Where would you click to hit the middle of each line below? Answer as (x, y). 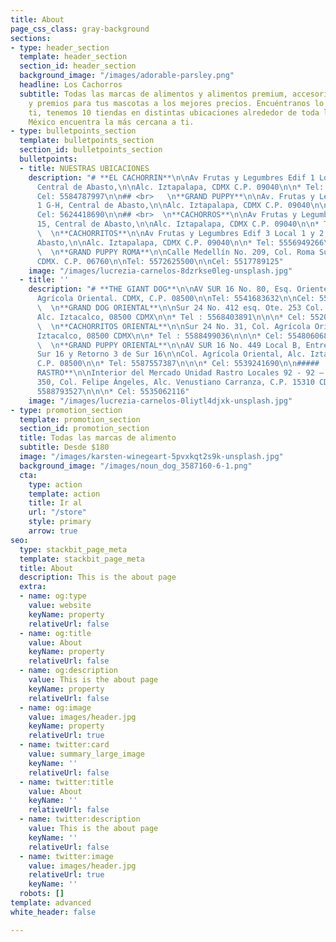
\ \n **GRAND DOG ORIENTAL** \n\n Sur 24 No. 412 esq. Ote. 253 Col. (180, 308)
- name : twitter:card (64, 745)
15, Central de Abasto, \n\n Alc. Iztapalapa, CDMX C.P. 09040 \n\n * (178, 224)
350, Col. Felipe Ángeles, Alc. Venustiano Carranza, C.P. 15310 (175, 382)
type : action (55, 484)
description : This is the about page (98, 577)
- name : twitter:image (66, 856)
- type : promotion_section (66, 410)
